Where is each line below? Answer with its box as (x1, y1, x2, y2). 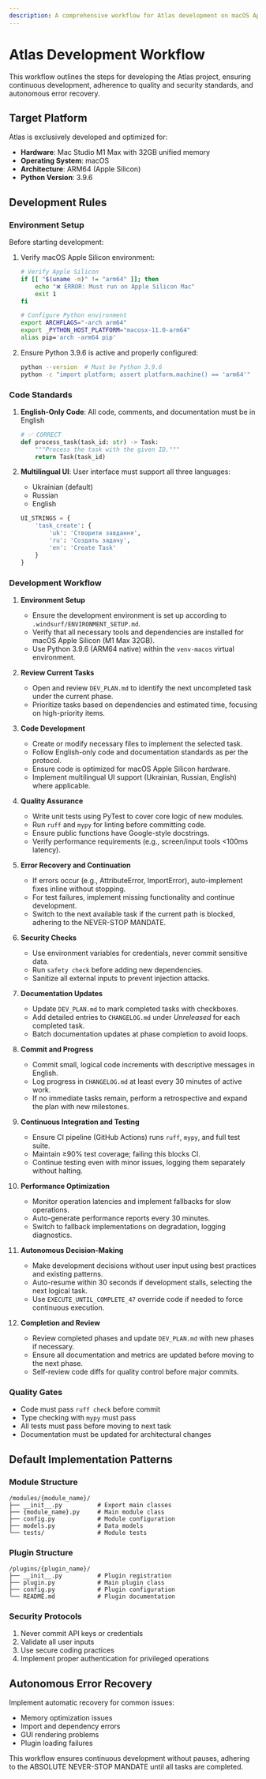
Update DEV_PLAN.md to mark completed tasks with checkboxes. (32, 1004, 239, 1014)
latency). (32, 844, 62, 854)
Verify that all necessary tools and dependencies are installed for (32, 627, 244, 637)
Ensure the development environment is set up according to (32, 610, 227, 620)
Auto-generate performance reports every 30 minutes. (32, 1213, 211, 1223)
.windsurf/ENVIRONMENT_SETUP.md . (32, 619, 141, 628)
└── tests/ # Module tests (9, 1529, 148, 1536)
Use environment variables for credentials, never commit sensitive (32, 948, 248, 957)
